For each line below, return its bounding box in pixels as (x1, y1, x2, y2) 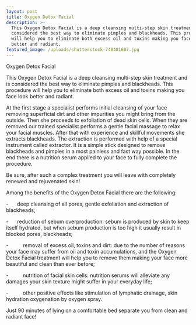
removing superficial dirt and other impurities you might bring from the (6, 110, 176, 117)
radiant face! (6, 313, 37, 320)
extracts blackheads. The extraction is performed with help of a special (6, 135, 178, 142)
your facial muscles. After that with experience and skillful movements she (6, 129, 185, 136)
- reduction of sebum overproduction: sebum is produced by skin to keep (6, 218, 190, 225)
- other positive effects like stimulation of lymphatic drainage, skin (6, 289, 178, 296)
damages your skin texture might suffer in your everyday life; (6, 278, 153, 285)
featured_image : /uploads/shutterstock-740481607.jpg (6, 47, 140, 53)
